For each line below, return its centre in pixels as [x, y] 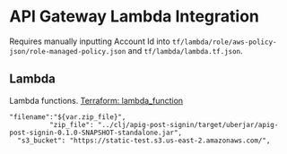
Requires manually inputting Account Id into [90, 41]
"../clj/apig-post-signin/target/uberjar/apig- [188, 124]
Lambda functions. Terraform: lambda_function [96, 100]
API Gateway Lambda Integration [135, 17]
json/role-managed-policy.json [68, 51]
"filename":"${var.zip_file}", [68, 117]
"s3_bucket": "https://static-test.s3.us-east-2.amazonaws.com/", [144, 141]
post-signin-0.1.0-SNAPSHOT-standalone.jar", [96, 133]
